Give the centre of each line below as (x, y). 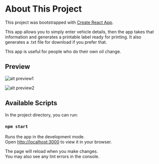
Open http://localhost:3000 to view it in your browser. (59, 142)
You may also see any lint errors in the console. (52, 156)
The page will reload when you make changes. (52, 151)
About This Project (44, 9)
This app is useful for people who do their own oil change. (63, 51)
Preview (18, 67)
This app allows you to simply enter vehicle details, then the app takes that (79, 32)
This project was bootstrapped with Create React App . (59, 22)
